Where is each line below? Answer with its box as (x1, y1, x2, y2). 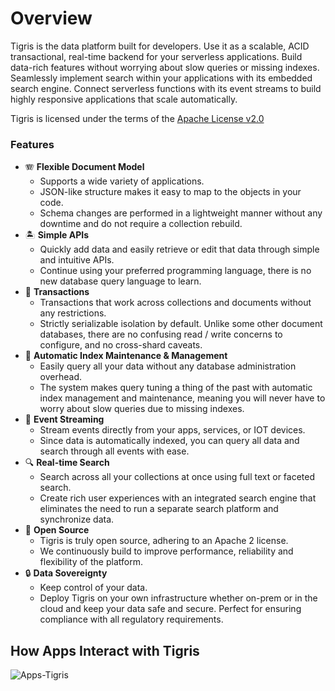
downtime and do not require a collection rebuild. (39, 218, 243, 230)
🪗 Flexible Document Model (24, 161, 145, 173)
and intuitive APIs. (39, 254, 115, 266)
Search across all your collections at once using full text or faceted (39, 471, 316, 483)
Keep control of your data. (39, 582, 148, 594)
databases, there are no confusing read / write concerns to (39, 328, 283, 341)
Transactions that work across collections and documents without (39, 297, 312, 309)
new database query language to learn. (39, 275, 202, 287)
